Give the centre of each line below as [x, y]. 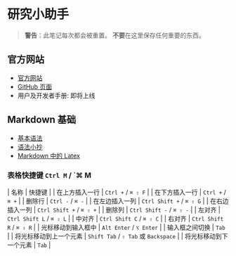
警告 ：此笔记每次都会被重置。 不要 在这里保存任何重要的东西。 [114, 35]
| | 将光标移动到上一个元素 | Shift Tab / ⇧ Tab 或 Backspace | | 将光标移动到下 [118, 236]
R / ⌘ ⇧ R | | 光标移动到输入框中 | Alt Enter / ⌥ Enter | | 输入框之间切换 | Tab [117, 227]
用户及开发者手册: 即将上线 [56, 95]
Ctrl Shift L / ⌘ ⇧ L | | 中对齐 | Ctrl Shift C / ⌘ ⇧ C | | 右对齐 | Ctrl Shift [116, 218]
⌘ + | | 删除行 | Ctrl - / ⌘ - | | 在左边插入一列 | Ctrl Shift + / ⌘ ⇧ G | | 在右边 [118, 200]
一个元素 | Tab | [29, 245]
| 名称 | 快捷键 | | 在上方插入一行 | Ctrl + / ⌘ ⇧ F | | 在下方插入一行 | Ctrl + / [117, 192]
